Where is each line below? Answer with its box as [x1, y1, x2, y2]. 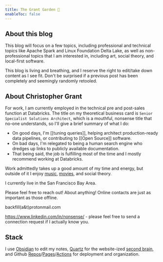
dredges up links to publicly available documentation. [12, 146, 120, 152]
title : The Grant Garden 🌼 [5, 7, 60, 12]
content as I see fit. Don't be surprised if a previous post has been [5, 73, 138, 79]
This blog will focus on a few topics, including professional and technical [5, 42, 151, 49]
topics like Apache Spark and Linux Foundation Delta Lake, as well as [5, 48, 144, 54]
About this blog [5, 30, 53, 38]
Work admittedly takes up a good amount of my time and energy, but [5, 165, 143, 171]
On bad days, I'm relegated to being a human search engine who [12, 141, 143, 146]
